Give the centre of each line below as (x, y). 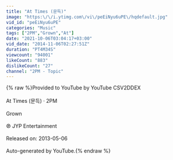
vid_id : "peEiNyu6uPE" (33, 22)
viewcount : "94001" (30, 55)
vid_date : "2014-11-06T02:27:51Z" (48, 44)
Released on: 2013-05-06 (37, 138)
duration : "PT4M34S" (31, 50)
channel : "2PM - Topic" (35, 71)
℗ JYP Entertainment (31, 126)
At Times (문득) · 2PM (32, 101)
